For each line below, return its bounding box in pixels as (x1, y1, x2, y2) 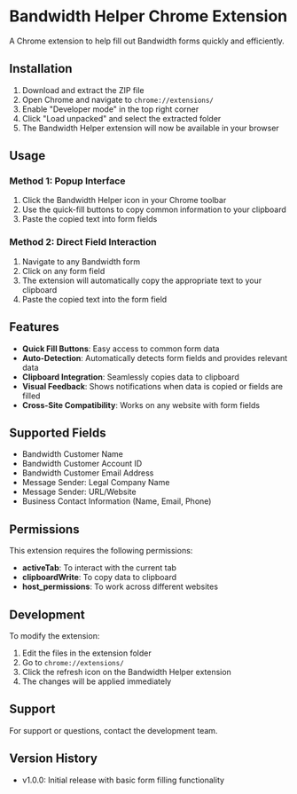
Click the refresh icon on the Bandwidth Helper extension (21, 666, 232, 677)
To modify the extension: (9, 630, 100, 641)
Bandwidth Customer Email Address (21, 468, 154, 478)
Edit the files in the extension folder (21, 648, 152, 658)
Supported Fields (9, 425, 106, 440)
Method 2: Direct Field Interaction (9, 236, 157, 248)
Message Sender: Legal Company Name (21, 477, 170, 488)
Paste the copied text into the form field (21, 294, 168, 304)
